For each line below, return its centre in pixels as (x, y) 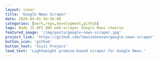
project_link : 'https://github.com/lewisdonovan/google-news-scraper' (80, 37)
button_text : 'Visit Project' (37, 46)
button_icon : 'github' (29, 42)
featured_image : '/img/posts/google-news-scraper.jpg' (63, 32)
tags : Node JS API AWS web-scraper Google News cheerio (64, 28)
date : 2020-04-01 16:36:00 (33, 19)
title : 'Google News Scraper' (37, 14)
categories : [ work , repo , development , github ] (52, 23)
